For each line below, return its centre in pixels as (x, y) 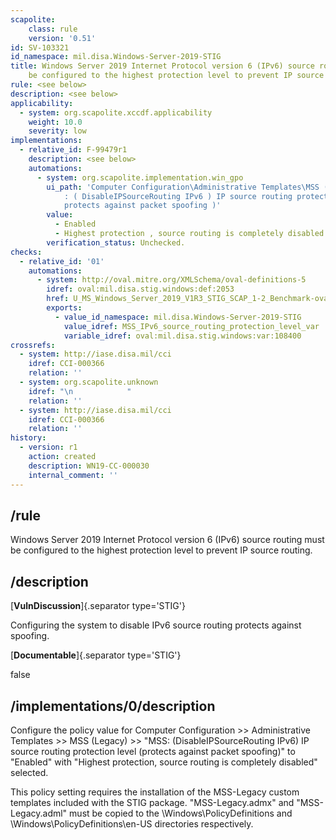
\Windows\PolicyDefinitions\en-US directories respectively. (132, 823)
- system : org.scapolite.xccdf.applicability (116, 112)
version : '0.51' (62, 38)
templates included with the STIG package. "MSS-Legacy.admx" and (152, 802)
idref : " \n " (80, 391)
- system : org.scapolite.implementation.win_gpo (140, 177)
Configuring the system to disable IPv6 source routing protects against (156, 625)
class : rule (53, 29)
